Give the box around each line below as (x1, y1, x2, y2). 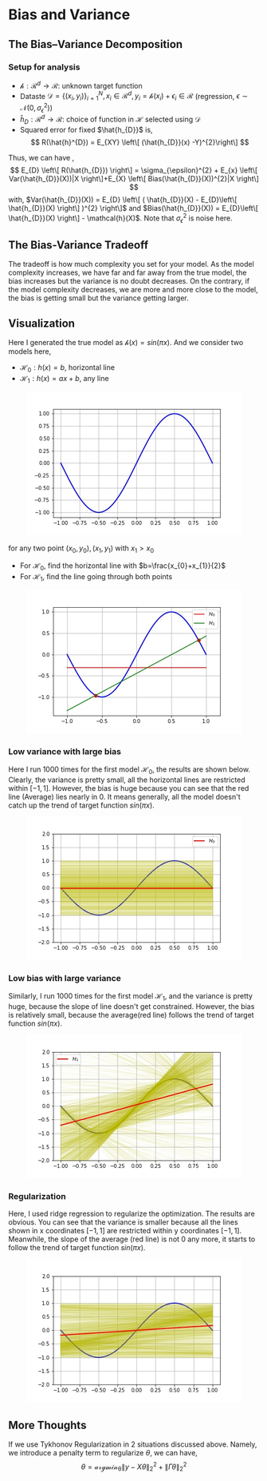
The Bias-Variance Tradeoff (8, 238, 149, 252)
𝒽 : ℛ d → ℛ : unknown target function (19, 79, 143, 90)
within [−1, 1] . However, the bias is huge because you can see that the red (8, 784, 249, 793)
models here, (8, 346, 52, 356)
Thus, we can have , (8, 153, 75, 162)
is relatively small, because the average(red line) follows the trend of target (8, 1010, 254, 1020)
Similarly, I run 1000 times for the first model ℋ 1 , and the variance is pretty (8, 991, 253, 1003)
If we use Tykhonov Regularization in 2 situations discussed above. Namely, (8, 1439, 257, 1449)
